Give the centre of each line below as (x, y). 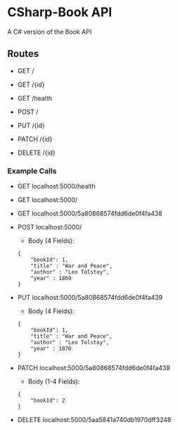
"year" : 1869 (51, 279)
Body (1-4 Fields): (54, 381)
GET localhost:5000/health (57, 186)
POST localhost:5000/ (50, 227)
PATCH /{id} (35, 139)
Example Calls (32, 171)
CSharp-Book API (60, 12)
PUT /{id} (31, 125)
